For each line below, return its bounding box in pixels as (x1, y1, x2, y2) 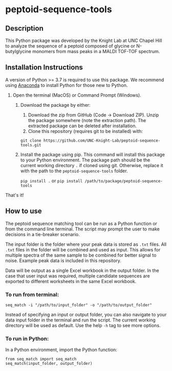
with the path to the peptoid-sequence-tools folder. (20, 168, 128, 174)
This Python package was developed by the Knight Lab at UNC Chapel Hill (5, 37, 162, 43)
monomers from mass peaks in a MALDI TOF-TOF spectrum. (32, 49, 160, 54)
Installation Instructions (5, 63, 83, 72)
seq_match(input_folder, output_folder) (5, 361, 93, 366)
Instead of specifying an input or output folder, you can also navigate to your (5, 311, 167, 317)
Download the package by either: (20, 102, 91, 108)
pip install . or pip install (20, 177, 83, 183)
